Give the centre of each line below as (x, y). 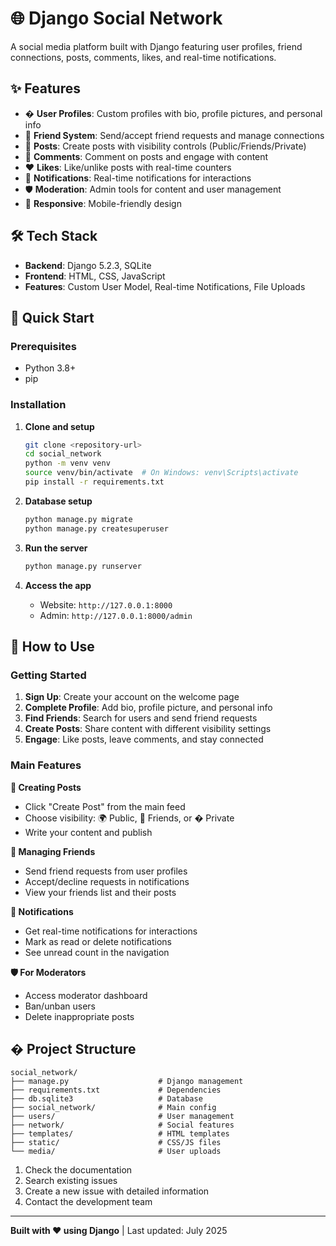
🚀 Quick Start (52, 317)
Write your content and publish (88, 832)
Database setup (58, 501)
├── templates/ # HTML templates (120, 1134)
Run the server (56, 548)
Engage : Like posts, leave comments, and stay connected (144, 739)
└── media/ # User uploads (116, 1152)
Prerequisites (43, 346)
